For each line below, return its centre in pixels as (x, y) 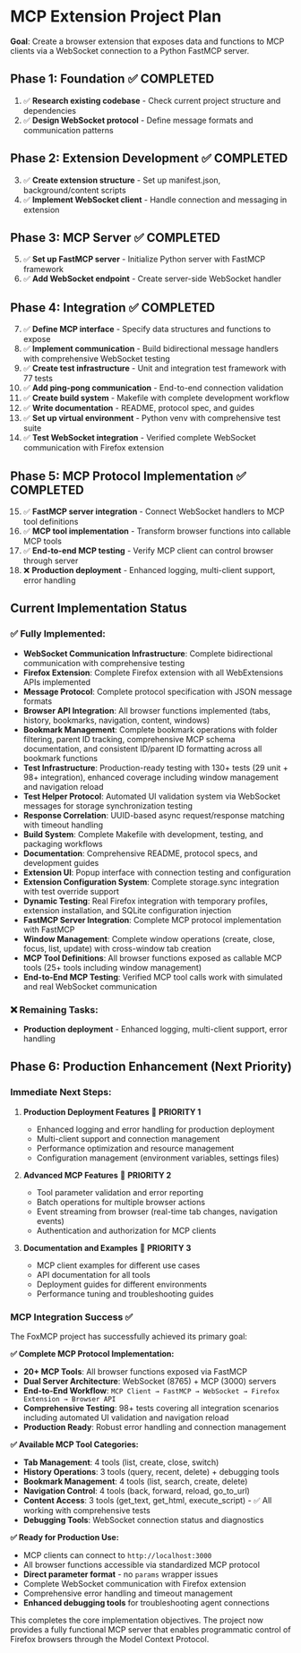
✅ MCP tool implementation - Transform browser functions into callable (157, 531)
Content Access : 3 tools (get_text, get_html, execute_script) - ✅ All (147, 1500)
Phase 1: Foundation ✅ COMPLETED (112, 79)
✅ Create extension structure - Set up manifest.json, (122, 180)
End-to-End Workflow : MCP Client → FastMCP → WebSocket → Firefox (151, 1391)
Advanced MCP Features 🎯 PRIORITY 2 (97, 1175)
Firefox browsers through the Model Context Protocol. (110, 1639)
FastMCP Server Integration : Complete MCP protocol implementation (152, 920)
